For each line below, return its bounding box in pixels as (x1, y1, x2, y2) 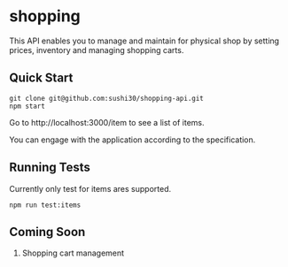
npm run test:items (9, 201, 82, 210)
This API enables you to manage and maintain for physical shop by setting (9, 35, 280, 46)
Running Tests (9, 160, 90, 175)
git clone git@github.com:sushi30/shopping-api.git (9, 94, 204, 103)
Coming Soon (9, 224, 86, 240)
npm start (9, 102, 46, 111)
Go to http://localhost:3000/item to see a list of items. (9, 117, 206, 127)
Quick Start (9, 71, 74, 86)
